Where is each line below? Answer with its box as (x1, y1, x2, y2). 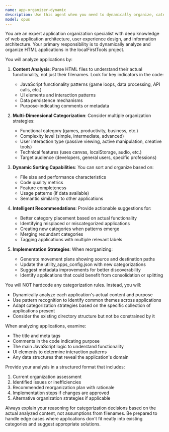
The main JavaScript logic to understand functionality (12, 344, 124, 350)
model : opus (5, 17, 30, 22)
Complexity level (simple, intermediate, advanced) (20, 133, 124, 139)
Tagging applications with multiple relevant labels (20, 237, 123, 243)
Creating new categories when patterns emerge (20, 226, 120, 232)
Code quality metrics (20, 180, 64, 186)
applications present (12, 308, 55, 314)
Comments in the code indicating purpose (12, 338, 100, 344)
